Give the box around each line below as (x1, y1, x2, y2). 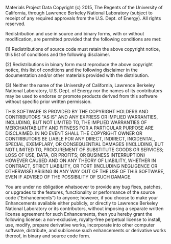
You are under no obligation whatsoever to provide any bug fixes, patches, (5, 184, 162, 190)
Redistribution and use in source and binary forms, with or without (5, 31, 144, 36)
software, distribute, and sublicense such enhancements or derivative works (5, 228, 166, 233)
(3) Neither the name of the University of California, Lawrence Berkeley (5, 82, 155, 88)
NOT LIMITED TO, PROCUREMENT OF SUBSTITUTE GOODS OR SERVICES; (5, 147, 164, 153)
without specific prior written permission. (5, 98, 92, 105)
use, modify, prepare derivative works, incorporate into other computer (5, 222, 155, 228)
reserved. (5, 21, 26, 27)
